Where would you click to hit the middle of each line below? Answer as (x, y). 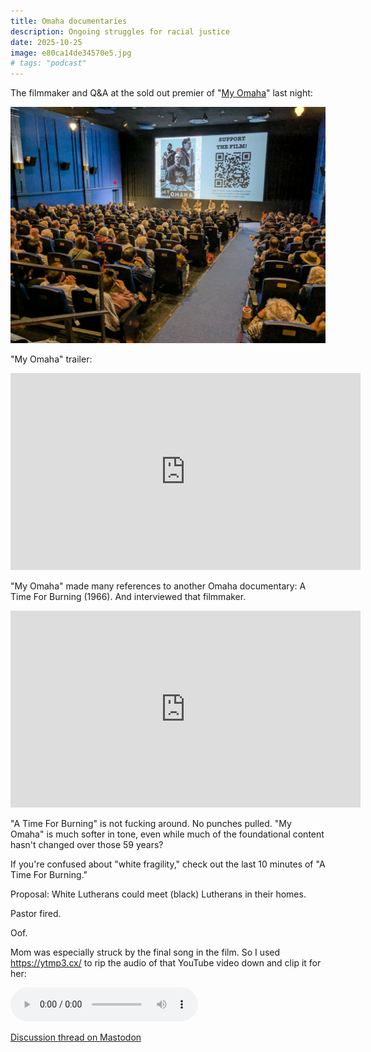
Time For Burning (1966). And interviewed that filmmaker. (128, 597)
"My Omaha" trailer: (51, 359)
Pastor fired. (36, 914)
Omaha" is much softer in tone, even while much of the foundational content (167, 834)
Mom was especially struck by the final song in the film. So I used (145, 952)
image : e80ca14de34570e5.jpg (71, 53)
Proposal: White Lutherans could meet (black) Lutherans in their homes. (158, 894)
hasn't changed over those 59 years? (87, 845)
